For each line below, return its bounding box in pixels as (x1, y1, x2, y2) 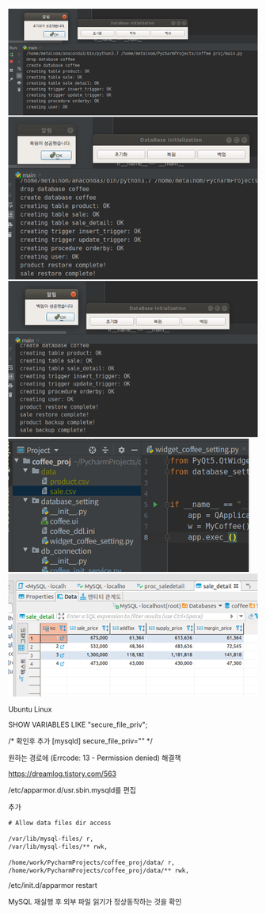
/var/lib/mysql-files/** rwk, (8, 843, 108, 851)
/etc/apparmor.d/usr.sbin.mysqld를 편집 (8, 785, 137, 795)
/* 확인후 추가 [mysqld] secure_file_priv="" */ (8, 736, 153, 746)
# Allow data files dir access (8, 819, 112, 828)
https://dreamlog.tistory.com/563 (8, 769, 117, 778)
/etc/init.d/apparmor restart (8, 881, 97, 890)
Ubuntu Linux (8, 705, 52, 714)
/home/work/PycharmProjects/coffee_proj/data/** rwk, (8, 866, 190, 875)
